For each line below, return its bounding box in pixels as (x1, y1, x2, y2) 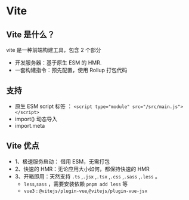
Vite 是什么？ (6, 29, 55, 39)
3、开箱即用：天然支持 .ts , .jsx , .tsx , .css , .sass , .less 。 (14, 173, 161, 180)
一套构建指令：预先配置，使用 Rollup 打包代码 (14, 67, 128, 73)
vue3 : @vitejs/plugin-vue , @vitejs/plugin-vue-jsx (23, 187, 148, 194)
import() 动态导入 (14, 115, 58, 122)
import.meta (14, 122, 45, 129)
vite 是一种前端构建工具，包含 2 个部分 (6, 47, 101, 53)
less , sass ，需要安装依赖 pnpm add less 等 (23, 180, 128, 187)
